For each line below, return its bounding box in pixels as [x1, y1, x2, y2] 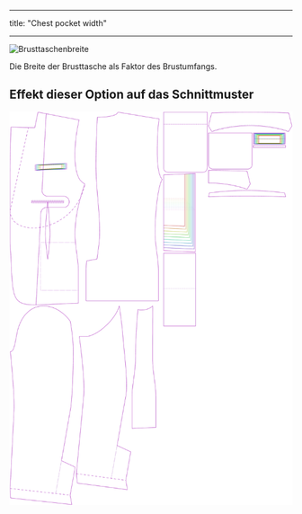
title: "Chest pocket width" [9, 18, 108, 28]
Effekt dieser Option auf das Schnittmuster [9, 87, 254, 102]
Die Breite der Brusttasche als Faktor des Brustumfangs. [9, 61, 218, 72]
